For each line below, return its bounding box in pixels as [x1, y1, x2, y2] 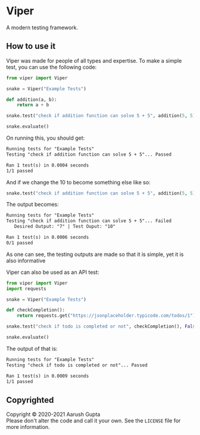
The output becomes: [6, 201, 60, 208]
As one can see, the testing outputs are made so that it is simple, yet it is [6, 251, 184, 258]
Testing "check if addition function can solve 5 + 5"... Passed [6, 151, 171, 158]
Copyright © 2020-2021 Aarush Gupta [6, 411, 101, 418]
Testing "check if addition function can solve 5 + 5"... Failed [6, 218, 171, 224]
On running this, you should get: [6, 134, 85, 141]
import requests [6, 285, 46, 292]
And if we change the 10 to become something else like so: [6, 178, 151, 186]
